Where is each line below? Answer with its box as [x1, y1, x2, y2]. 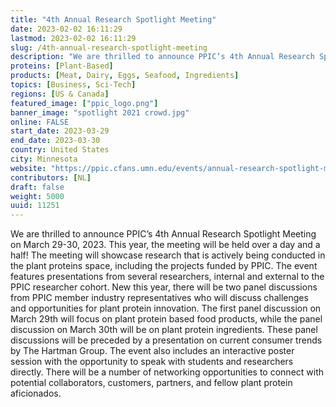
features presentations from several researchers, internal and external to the [10, 271, 325, 283]
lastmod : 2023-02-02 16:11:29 [10, 33, 137, 43]
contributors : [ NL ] [10, 172, 92, 183]
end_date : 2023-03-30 [10, 136, 101, 146]
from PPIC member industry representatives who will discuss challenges [10, 292, 309, 304]
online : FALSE [10, 117, 70, 127]
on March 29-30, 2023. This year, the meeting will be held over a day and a [10, 239, 321, 251]
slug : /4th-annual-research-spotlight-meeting [10, 42, 208, 53]
